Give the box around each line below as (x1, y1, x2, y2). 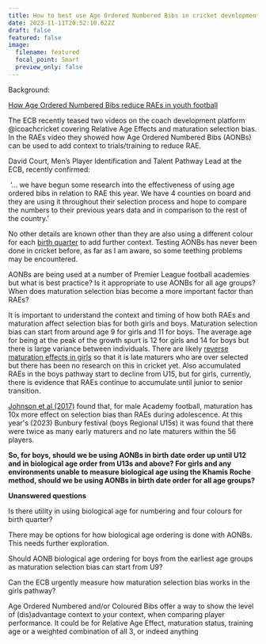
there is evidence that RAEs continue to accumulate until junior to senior (8, 377, 243, 387)
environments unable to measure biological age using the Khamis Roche (8, 467, 252, 476)
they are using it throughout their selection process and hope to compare (8, 196, 247, 206)
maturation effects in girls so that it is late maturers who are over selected (8, 352, 249, 361)
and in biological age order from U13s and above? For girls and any (8, 459, 232, 468)
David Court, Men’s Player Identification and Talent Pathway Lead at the (8, 156, 242, 166)
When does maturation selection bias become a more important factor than (8, 286, 253, 295)
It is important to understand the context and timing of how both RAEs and (8, 310, 251, 319)
